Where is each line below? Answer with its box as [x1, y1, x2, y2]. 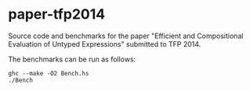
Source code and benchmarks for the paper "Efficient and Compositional [8, 31, 244, 40]
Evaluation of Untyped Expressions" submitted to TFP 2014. [8, 39, 201, 48]
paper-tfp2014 [8, 5, 106, 23]
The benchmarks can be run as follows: [8, 54, 136, 64]
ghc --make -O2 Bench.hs [8, 69, 89, 77]
